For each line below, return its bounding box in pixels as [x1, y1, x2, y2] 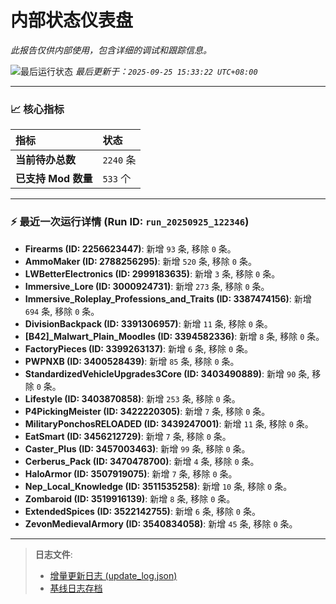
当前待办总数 [15, 153, 77, 167]
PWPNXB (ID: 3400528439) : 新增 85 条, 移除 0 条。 [24, 355, 240, 367]
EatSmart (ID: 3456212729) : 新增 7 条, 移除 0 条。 [24, 430, 232, 442]
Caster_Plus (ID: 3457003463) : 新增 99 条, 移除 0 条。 [24, 442, 251, 455]
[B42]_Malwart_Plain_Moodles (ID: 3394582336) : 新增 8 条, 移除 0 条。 [24, 330, 325, 342]
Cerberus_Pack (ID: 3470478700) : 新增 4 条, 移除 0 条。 [24, 455, 260, 467]
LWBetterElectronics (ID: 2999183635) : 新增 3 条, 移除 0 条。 [24, 267, 281, 280]
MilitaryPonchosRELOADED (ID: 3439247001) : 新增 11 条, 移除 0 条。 [24, 417, 314, 430]
